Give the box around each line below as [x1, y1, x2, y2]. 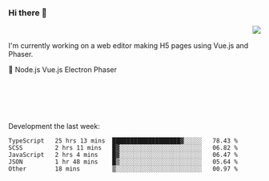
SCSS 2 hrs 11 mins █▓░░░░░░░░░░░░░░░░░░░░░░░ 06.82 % [8, 144, 239, 152]
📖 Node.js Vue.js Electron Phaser [8, 65, 118, 74]
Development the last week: [8, 122, 100, 131]
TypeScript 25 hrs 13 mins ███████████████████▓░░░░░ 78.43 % [8, 137, 239, 145]
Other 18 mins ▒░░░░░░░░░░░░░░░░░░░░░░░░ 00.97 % [8, 165, 239, 173]
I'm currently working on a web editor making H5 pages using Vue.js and [8, 41, 249, 50]
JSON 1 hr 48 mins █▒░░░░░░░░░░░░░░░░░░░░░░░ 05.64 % [8, 158, 239, 167]
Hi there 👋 [8, 7, 48, 18]
